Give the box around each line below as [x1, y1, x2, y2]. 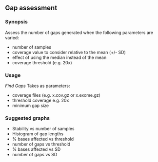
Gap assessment [5, 4, 58, 12]
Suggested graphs [5, 114, 50, 121]
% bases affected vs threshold [12, 136, 74, 142]
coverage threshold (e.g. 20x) [12, 59, 72, 65]
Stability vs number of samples [12, 126, 75, 132]
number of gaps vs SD [12, 152, 58, 158]
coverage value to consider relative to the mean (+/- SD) [12, 49, 126, 55]
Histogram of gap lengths [12, 131, 63, 137]
